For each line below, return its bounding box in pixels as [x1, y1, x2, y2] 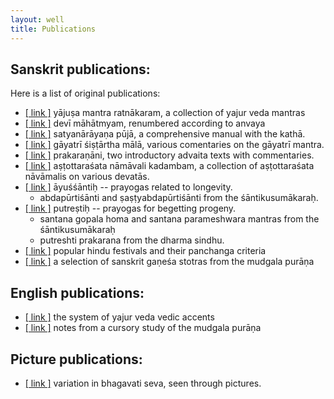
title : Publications [10, 24, 97, 34]
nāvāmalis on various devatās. [24, 171, 150, 183]
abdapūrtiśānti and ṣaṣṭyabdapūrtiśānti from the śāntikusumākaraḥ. [39, 192, 319, 204]
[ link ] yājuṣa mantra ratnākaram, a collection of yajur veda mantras [24, 107, 306, 119]
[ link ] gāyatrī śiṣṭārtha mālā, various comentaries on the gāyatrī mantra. [24, 139, 325, 151]
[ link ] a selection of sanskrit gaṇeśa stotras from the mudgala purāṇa [24, 256, 315, 268]
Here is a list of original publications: [10, 87, 161, 100]
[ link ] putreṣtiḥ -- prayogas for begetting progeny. [24, 202, 237, 215]
